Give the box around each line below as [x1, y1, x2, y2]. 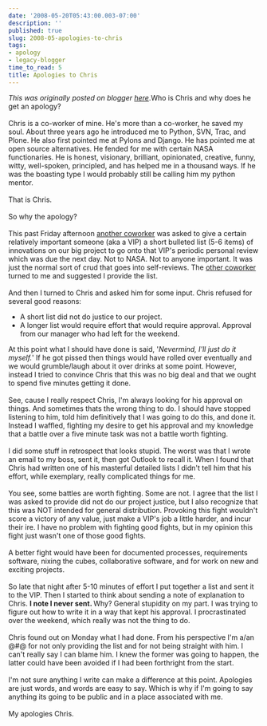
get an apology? [8, 101, 61, 111]
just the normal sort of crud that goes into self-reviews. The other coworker [8, 262, 257, 272]
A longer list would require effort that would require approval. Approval [19, 320, 253, 329]
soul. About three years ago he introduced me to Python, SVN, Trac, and [8, 127, 246, 136]
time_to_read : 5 [8, 64, 62, 72]
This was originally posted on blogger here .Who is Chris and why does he [8, 93, 251, 102]
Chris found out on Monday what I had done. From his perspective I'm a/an [8, 632, 255, 642]
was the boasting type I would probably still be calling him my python [8, 169, 236, 179]
